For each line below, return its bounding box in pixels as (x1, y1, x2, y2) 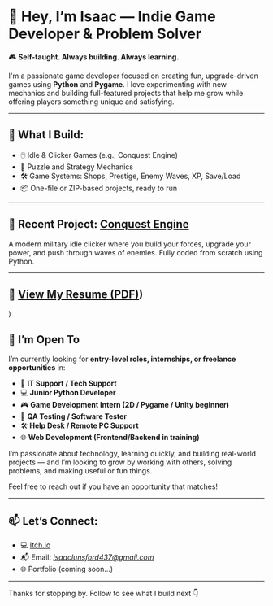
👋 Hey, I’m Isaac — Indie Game (8, 7, 217, 26)
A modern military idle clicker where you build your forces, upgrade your (8, 239, 252, 249)
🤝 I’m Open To (8, 333, 80, 347)
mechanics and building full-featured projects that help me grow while (8, 88, 244, 98)
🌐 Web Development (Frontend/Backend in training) (19, 433, 200, 443)
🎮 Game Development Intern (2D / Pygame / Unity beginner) (19, 400, 230, 410)
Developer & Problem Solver (8, 24, 201, 43)
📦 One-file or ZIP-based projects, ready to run (19, 183, 177, 193)
